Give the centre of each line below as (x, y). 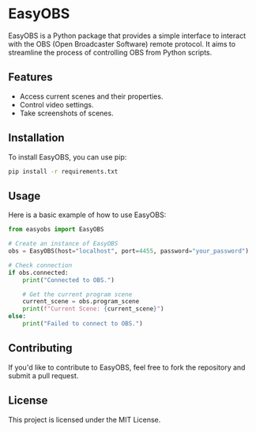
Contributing (40, 348)
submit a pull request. (43, 375)
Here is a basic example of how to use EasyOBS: (87, 215)
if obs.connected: (38, 272)
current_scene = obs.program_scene (81, 302)
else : (17, 317)
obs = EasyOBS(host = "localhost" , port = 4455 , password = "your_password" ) (128, 251)
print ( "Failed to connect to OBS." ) (83, 324)
